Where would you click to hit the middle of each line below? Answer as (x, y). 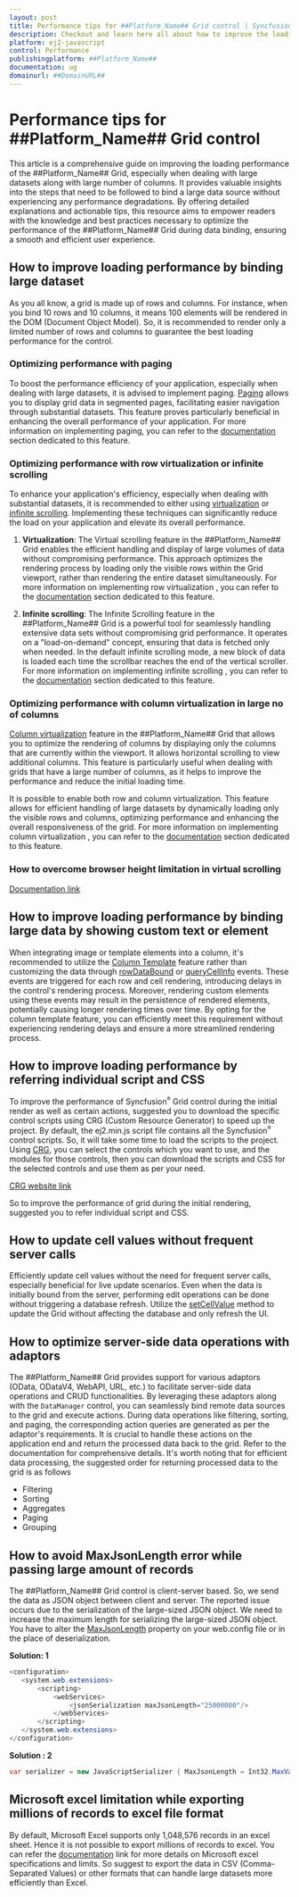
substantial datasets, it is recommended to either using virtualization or (139, 503)
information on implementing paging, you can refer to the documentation (142, 430)
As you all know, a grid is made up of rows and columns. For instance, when (148, 303)
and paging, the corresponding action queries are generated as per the (139, 1425)
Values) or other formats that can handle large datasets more (161, 1873)
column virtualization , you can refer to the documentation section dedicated (149, 836)
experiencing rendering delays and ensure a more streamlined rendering (142, 1028)
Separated (28, 1873)
